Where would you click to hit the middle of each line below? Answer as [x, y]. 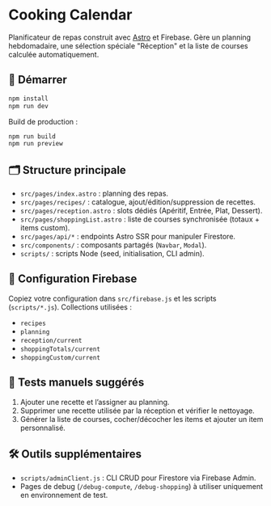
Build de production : [43, 121]
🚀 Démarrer [38, 80]
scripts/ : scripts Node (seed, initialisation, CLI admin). [112, 254]
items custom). [45, 228]
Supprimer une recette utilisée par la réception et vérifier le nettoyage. [137, 411]
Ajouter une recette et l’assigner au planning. [95, 402]
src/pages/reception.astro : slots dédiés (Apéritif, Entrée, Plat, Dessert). [141, 211]
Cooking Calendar [70, 15]
